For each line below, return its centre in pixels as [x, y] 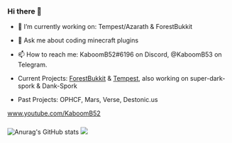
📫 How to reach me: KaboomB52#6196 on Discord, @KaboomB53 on [120, 55]
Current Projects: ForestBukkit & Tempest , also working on [103, 79]
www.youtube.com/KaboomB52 [54, 113]
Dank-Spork [60, 86]
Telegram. [32, 65]
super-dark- [208, 79]
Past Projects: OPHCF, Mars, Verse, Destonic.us [88, 100]
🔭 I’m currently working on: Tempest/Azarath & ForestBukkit [105, 27]
